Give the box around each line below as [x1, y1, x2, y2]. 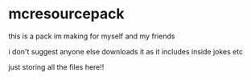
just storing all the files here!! [8, 62, 105, 72]
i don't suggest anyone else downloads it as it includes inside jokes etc [8, 46, 244, 56]
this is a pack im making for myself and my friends [8, 31, 175, 41]
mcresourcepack [8, 5, 125, 23]
